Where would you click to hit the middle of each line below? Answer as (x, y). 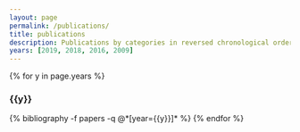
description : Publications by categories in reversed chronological (139, 42)
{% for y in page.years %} (57, 76)
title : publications (48, 34)
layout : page (33, 17)
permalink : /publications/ (59, 26)
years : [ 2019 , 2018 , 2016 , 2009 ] (71, 51)
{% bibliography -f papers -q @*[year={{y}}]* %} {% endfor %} (127, 119)
